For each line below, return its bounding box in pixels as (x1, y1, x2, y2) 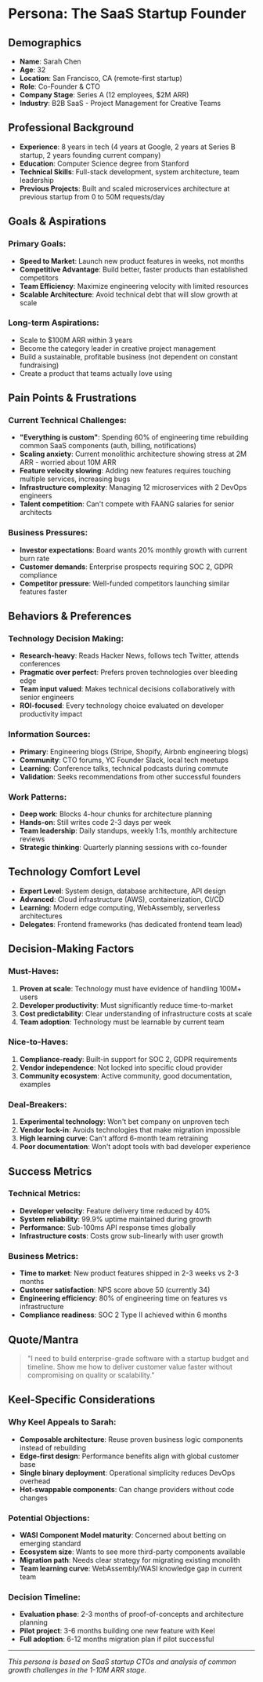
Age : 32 (19, 65, 46, 75)
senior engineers (19, 692, 74, 702)
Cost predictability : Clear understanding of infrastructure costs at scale (19, 1009, 253, 1018)
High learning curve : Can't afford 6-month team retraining (19, 1133, 209, 1143)
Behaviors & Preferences (8, 610, 131, 623)
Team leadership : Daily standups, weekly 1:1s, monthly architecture (19, 826, 238, 836)
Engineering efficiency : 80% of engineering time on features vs (19, 1293, 228, 1303)
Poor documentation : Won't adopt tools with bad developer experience (19, 1142, 251, 1151)
